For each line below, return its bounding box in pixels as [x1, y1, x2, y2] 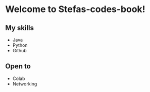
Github [12, 48, 27, 53]
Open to [5, 62, 31, 71]
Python [12, 42, 28, 48]
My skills [5, 24, 34, 32]
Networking [12, 80, 37, 86]
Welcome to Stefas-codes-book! [5, 4, 145, 15]
